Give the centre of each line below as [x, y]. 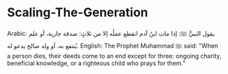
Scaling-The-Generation [78, 13]
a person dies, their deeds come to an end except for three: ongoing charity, [114, 56]
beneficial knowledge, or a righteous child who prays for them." [96, 63]
